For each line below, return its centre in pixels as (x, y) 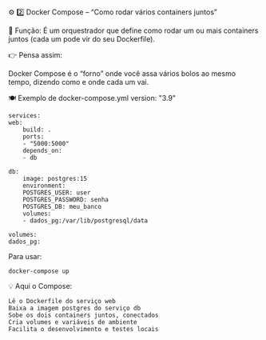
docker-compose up (39, 271)
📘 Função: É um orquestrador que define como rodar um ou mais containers (133, 30)
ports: (34, 137)
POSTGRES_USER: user (57, 193)
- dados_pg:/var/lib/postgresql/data (85, 221)
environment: (44, 186)
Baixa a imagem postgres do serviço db (75, 308)
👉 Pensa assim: (35, 55)
